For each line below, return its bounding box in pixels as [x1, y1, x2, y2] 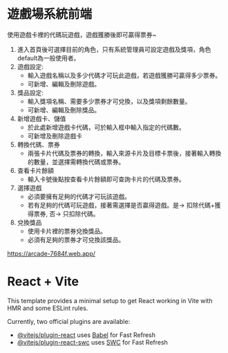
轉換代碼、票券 [17, 140, 60, 149]
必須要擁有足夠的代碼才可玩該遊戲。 [27, 192, 131, 201]
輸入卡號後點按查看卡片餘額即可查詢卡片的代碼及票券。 [27, 174, 185, 183]
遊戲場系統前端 [7, 6, 93, 22]
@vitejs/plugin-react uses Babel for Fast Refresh [17, 330, 156, 339]
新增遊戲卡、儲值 [17, 114, 66, 123]
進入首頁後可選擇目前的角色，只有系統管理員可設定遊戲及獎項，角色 [17, 45, 211, 53]
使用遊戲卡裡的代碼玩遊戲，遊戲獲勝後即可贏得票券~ [7, 30, 157, 39]
